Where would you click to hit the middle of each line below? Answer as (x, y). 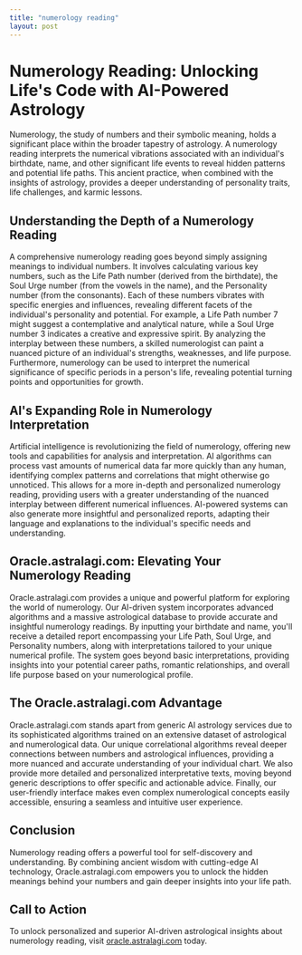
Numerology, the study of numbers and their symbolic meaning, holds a (143, 135)
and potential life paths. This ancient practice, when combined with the (142, 173)
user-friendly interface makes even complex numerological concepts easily (150, 792)
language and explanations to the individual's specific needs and (130, 524)
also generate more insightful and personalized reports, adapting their (140, 514)
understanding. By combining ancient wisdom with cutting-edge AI (134, 862)
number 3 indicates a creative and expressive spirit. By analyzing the (138, 334)
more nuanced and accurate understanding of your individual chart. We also (151, 763)
